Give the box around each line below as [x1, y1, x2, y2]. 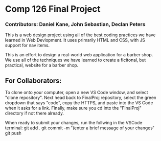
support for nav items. [5, 43, 50, 48]
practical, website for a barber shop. [5, 62, 79, 68]
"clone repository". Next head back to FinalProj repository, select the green [5, 94, 157, 101]
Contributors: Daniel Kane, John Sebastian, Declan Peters [5, 21, 146, 28]
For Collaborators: [5, 76, 62, 85]
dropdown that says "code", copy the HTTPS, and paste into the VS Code [5, 100, 153, 106]
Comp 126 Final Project [5, 3, 101, 15]
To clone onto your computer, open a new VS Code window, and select [5, 90, 148, 95]
